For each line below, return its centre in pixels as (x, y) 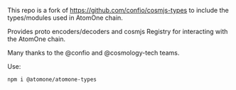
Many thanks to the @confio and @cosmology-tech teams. (93, 53)
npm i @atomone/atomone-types (52, 79)
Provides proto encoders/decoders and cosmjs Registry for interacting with (118, 32)
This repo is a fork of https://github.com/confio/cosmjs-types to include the (118, 10)
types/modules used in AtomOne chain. (65, 18)
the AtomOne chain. (37, 39)
